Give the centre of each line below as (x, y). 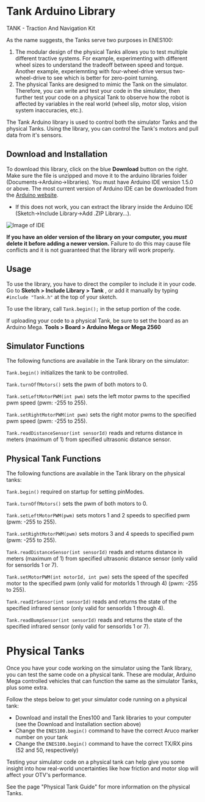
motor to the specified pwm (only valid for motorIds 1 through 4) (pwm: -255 (102, 583)
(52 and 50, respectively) (47, 750)
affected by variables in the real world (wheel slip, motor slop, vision (101, 104)
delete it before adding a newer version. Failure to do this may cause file (99, 243)
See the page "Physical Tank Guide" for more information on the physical (98, 787)
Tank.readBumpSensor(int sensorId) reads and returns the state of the (95, 620)
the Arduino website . (32, 195)
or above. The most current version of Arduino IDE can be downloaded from (102, 188)
